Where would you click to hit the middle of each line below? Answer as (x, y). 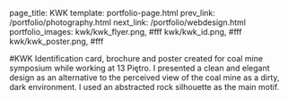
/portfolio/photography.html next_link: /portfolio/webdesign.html (128, 22)
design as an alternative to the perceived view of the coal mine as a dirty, (144, 78)
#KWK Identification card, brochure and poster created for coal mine (136, 58)
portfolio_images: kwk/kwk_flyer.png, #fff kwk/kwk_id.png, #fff (126, 32)
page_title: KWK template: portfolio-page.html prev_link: (112, 13)
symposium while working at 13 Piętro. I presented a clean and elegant (140, 68)
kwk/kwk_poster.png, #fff (57, 41)
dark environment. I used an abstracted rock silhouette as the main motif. (144, 87)
